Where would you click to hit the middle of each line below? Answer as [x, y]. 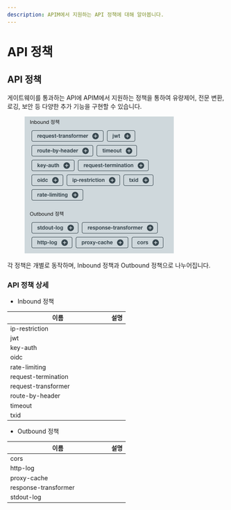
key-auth [24, 348]
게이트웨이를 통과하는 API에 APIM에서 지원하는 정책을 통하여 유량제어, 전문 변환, [116, 98]
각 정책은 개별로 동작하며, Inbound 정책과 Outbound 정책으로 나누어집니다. [109, 265]
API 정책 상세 [28, 285]
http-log [22, 468]
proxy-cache [29, 477]
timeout [21, 405]
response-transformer [42, 487]
